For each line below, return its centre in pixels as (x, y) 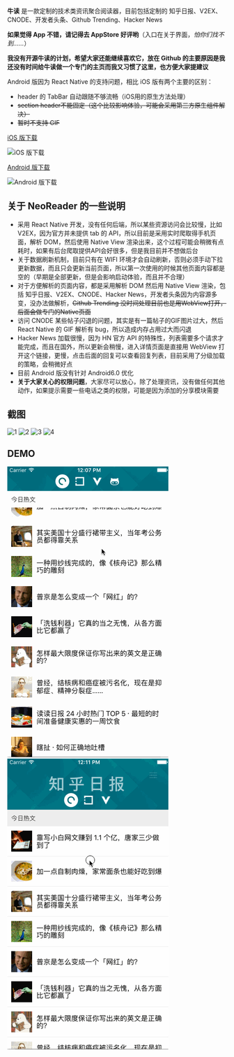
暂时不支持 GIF (39, 123)
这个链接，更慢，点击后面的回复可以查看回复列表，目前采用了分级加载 (124, 355)
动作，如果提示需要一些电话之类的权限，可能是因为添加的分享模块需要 (118, 390)
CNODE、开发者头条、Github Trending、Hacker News (85, 20)
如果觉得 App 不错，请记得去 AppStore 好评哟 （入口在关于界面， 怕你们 (110, 35)
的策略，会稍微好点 (45, 364)
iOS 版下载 (23, 138)
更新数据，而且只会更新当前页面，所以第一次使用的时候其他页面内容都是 (121, 268)
